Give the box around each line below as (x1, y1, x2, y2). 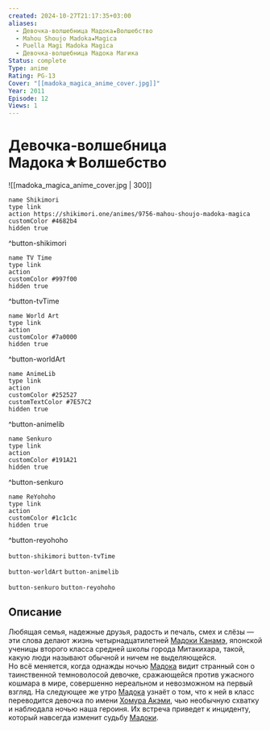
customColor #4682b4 (8, 217, 78, 226)
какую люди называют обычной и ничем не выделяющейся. (8, 653, 217, 662)
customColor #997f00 (8, 275, 78, 283)
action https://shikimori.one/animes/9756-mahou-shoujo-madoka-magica (8, 211, 251, 219)
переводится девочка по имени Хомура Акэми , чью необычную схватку (8, 695, 260, 705)
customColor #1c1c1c (8, 514, 78, 523)
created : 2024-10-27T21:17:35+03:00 (8, 11, 131, 20)
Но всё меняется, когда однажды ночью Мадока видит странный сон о (8, 661, 255, 670)
